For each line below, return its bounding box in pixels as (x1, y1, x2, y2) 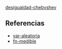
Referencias (5, 19, 45, 28)
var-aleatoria (12, 33, 40, 39)
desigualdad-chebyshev (5, 5, 57, 10)
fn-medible (12, 38, 37, 44)
